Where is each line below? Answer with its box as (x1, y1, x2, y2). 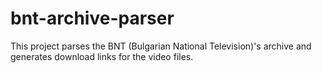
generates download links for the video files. (10, 50, 194, 62)
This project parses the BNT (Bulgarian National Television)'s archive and (10, 40, 312, 52)
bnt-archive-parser (10, 7, 175, 30)
